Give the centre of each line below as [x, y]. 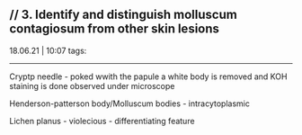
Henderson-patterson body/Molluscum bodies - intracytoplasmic [129, 103]
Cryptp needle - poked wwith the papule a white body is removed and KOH [148, 76]
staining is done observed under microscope [92, 85]
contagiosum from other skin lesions [115, 29]
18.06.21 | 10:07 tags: [48, 50]
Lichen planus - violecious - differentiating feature [102, 121]
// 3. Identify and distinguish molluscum [124, 15]
